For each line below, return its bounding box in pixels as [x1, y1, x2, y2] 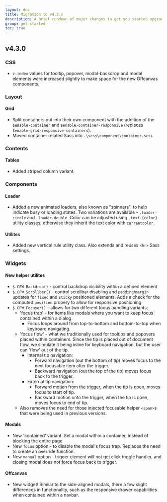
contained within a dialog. [19, 315, 73, 321]
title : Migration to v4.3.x [5, 12, 64, 17]
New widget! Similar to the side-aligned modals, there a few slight [12, 481, 148, 487]
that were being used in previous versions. [19, 410, 107, 416]
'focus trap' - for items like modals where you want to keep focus [19, 310, 154, 316]
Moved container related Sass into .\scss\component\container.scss [12, 132, 153, 138]
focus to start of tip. [34, 389, 76, 395]
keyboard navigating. [27, 326, 71, 332]
